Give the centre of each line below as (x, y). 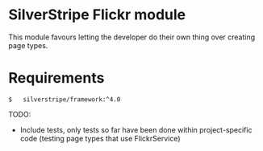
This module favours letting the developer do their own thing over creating (132, 37)
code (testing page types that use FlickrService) (100, 138)
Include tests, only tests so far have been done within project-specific (136, 129)
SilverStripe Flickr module (97, 15)
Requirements (56, 78)
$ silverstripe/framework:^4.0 (65, 99)
